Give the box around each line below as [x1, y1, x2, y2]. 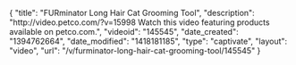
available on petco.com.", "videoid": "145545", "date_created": [9, 27, 239, 37]
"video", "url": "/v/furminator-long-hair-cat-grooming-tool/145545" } [9, 45, 261, 56]
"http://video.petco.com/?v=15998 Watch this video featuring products [9, 17, 270, 28]
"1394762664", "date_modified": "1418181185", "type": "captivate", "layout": [9, 36, 288, 46]
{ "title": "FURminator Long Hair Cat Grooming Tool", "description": [9, 8, 255, 18]
